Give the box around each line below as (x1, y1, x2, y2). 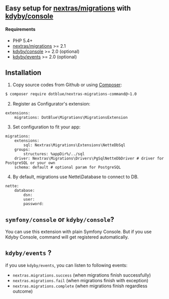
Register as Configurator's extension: (12, 101, 91, 107)
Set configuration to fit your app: (12, 124, 81, 130)
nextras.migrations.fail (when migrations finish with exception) (12, 277, 149, 283)
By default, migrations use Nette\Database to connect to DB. (12, 174, 139, 180)
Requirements (5, 26, 36, 32)
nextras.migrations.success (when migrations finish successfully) (12, 272, 151, 278)
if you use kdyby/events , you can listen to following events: (5, 262, 128, 268)
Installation (5, 68, 41, 77)
